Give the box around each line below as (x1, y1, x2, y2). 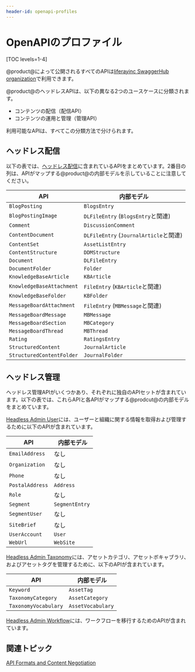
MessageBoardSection (9, 320, 66, 327)
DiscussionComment (84, 222, 135, 229)
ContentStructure (9, 249, 57, 256)
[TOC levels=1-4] (6, 55, 47, 62)
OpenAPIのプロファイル (6, 36, 122, 49)
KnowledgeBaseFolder (9, 293, 66, 300)
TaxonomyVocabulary (9, 603, 63, 610)
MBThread (84, 328, 108, 335)
